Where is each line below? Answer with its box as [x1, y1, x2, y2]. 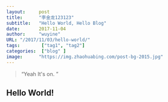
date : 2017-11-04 [6, 25, 66, 32]
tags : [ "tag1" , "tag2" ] [6, 43, 85, 49]
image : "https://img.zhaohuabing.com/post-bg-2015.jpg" [6, 54, 164, 60]
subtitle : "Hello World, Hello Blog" [6, 20, 107, 26]
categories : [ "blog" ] [6, 48, 66, 54]
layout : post [6, 8, 50, 15]
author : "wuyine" [6, 31, 61, 37]
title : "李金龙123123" [6, 14, 74, 21]
